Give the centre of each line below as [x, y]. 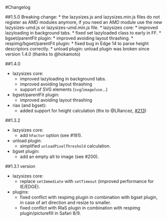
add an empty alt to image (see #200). [59, 156]
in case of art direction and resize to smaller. [65, 202]
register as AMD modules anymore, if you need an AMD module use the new [84, 22]
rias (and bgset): [29, 105]
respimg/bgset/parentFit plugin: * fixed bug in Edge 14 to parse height [77, 43]
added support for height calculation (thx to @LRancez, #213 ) [83, 110]
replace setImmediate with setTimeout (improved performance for [87, 181]
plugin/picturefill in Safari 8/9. [50, 213]
